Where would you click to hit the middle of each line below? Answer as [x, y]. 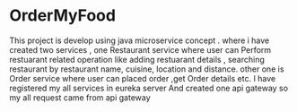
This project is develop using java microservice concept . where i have [140, 40]
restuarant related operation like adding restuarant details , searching [137, 59]
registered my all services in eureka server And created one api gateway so [149, 88]
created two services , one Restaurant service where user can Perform [140, 49]
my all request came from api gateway [80, 97]
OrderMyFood [63, 16]
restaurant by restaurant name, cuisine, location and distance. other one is [147, 69]
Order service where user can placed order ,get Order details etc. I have [143, 78]
